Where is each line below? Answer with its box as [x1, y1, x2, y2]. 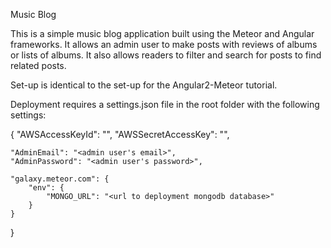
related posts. [10, 60, 67, 71]
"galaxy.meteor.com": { [10, 174, 110, 184]
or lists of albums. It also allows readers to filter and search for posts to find [10, 49, 322, 61]
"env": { [28, 183, 65, 193]
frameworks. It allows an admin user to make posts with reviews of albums [10, 39, 318, 50]
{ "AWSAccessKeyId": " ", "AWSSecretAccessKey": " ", [10, 129, 230, 140]
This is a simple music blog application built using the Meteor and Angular [10, 28, 315, 39]
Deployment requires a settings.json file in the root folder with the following [10, 99, 320, 110]
